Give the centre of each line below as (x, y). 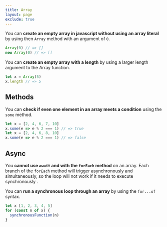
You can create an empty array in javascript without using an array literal (82, 34)
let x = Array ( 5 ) (23, 77)
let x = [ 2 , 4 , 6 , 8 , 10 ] (32, 133)
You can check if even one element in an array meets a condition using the (83, 109)
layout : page (19, 15)
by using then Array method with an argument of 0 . (57, 39)
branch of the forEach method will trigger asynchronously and (69, 171)
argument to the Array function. (37, 68)
